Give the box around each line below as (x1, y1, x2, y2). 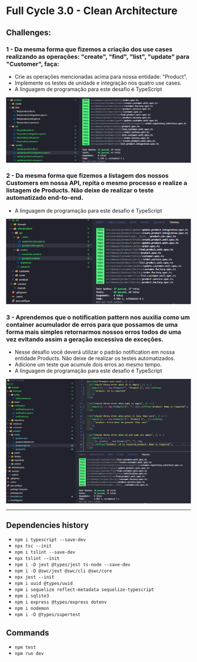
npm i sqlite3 (14, 593, 49, 599)
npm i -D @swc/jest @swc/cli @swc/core (14, 568, 113, 574)
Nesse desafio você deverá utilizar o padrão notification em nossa (14, 348, 175, 356)
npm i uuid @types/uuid (14, 580, 73, 587)
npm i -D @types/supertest (14, 612, 81, 618)
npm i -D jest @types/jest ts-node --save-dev (14, 562, 131, 568)
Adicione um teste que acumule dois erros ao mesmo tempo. (14, 361, 162, 368)
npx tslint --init (14, 556, 60, 562)
